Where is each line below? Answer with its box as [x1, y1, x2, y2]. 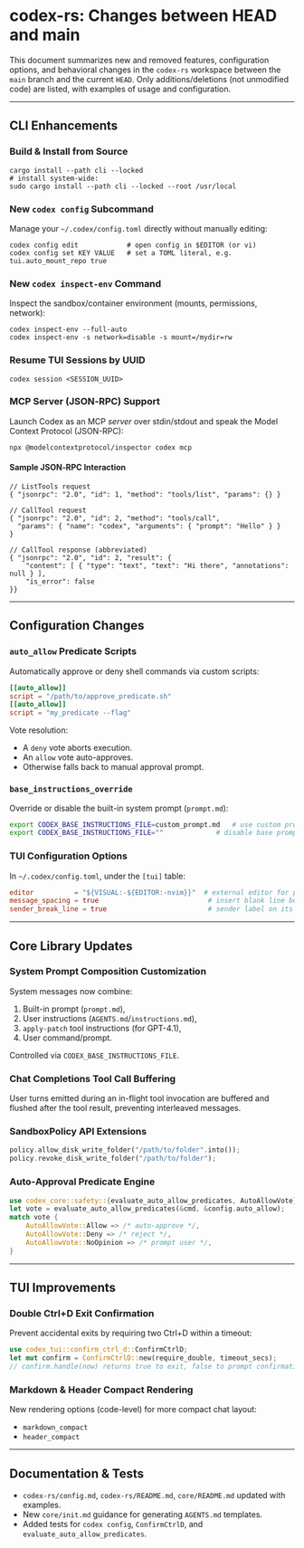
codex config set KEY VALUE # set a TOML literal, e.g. [9, 248, 233, 258]
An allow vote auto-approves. [22, 752, 134, 763]
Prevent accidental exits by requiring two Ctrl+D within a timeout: [9, 1327, 252, 1339]
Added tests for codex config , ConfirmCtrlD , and [22, 1519, 204, 1530]
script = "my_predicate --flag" [9, 708, 131, 717]
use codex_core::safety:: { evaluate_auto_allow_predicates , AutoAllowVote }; [9, 1196, 301, 1205]
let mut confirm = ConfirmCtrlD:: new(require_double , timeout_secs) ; [9, 1353, 278, 1363]
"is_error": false [25, 577, 95, 586]
